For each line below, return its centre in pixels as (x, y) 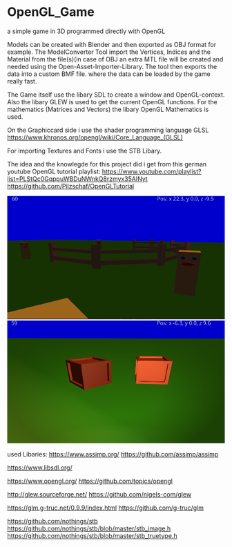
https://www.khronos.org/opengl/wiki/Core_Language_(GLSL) (95, 137)
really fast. (22, 81)
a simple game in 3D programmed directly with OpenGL (86, 31)
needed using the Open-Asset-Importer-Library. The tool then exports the (112, 66)
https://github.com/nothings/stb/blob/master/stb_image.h (89, 528)
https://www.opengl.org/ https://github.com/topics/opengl (90, 481)
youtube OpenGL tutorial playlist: (54, 171)
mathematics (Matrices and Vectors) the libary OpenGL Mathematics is (108, 109)
